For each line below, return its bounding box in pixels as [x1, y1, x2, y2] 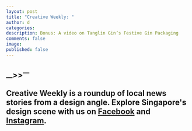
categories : [6, 25, 35, 31]
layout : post [6, 8, 38, 15]
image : [6, 42, 22, 47]
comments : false [6, 36, 46, 42]
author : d [6, 19, 30, 25]
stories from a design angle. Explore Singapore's [6, 98, 187, 108]
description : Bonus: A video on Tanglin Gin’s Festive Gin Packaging [6, 30, 179, 36]
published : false [6, 47, 48, 53]
